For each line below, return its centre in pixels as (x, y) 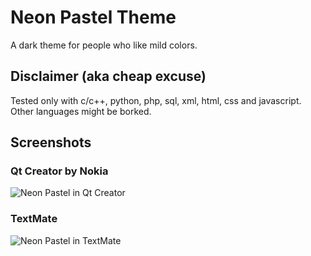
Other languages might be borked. (81, 111)
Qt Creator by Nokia (59, 171)
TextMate (34, 219)
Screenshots (51, 142)
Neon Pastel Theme (93, 17)
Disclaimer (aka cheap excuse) (108, 76)
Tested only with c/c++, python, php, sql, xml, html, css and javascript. (156, 100)
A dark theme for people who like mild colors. (104, 45)
